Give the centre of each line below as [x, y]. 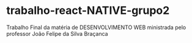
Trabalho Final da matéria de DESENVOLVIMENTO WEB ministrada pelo [96, 27]
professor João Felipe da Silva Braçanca [57, 33]
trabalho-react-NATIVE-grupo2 [88, 11]
